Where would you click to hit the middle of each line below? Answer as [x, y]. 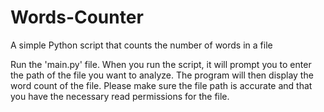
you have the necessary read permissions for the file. [120, 96]
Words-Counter [77, 17]
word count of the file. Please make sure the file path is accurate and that [161, 85]
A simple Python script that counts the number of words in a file [141, 45]
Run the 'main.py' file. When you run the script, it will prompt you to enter [161, 64]
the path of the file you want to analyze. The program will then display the [162, 75]
